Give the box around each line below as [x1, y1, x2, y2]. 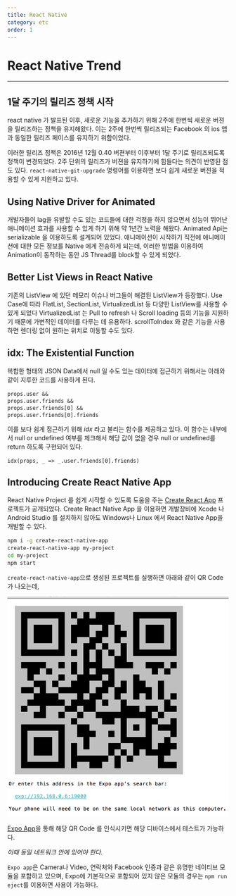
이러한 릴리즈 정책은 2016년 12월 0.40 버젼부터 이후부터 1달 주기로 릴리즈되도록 [7, 149, 225, 157]
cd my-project [7, 552, 49, 559]
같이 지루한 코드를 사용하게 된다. [7, 375, 96, 384]
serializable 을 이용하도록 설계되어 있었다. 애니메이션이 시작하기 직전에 [7, 232, 202, 241]
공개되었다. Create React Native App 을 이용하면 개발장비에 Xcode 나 [31, 504, 225, 514]
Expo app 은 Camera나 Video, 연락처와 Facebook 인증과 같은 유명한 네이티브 [7, 863, 218, 871]
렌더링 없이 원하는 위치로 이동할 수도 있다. [20, 326, 135, 335]
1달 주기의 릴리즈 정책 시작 [7, 96, 114, 108]
